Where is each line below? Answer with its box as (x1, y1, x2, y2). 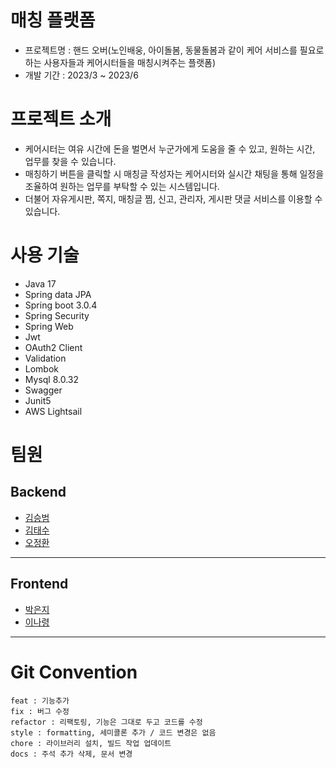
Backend (10, 484, 67, 501)
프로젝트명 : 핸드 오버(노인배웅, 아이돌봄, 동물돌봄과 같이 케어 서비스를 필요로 (24, 44, 325, 56)
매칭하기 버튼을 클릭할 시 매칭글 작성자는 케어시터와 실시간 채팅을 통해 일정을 (24, 167, 325, 180)
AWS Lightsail (24, 405, 83, 417)
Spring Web (24, 320, 74, 332)
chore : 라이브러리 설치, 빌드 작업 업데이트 (10, 738, 172, 748)
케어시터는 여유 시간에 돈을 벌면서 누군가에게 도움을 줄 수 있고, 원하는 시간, (24, 142, 316, 155)
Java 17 (24, 277, 57, 290)
